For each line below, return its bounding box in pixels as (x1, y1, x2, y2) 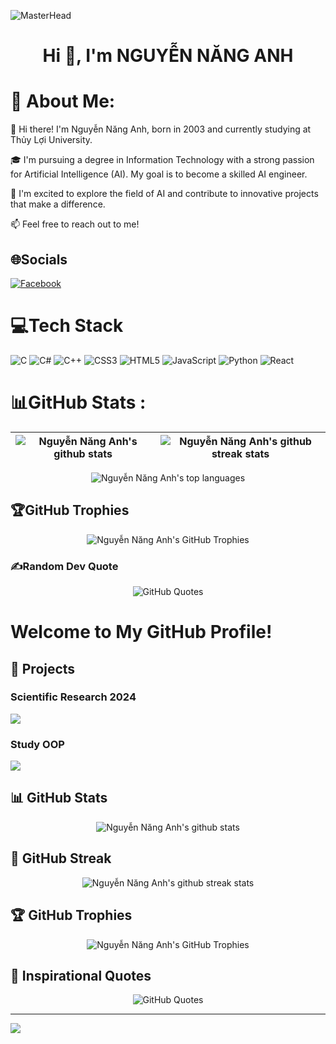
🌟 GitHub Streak (10, 850, 112, 867)
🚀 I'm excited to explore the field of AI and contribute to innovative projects (10, 188, 319, 200)
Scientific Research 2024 (10, 690, 137, 704)
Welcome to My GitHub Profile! (10, 621, 273, 644)
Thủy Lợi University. (10, 134, 93, 146)
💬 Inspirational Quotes (10, 967, 152, 984)
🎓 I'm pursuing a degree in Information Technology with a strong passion (10, 154, 315, 166)
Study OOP (10, 737, 65, 751)
